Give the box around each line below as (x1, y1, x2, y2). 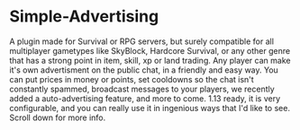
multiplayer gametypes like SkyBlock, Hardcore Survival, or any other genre (9, 45, 291, 56)
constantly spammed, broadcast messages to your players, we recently (9, 83, 275, 94)
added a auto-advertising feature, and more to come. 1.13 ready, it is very (9, 92, 281, 104)
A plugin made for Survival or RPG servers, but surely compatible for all (9, 36, 275, 47)
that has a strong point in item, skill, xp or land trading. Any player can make (9, 55, 291, 65)
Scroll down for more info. (9, 112, 106, 123)
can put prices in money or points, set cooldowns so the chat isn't (9, 74, 254, 84)
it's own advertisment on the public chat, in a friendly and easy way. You (9, 65, 279, 75)
